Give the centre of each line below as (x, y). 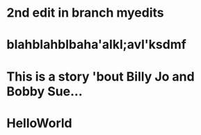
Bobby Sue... (45, 91)
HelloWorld (39, 123)
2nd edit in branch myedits (85, 13)
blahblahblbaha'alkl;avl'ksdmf (97, 45)
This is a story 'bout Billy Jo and (101, 76)
